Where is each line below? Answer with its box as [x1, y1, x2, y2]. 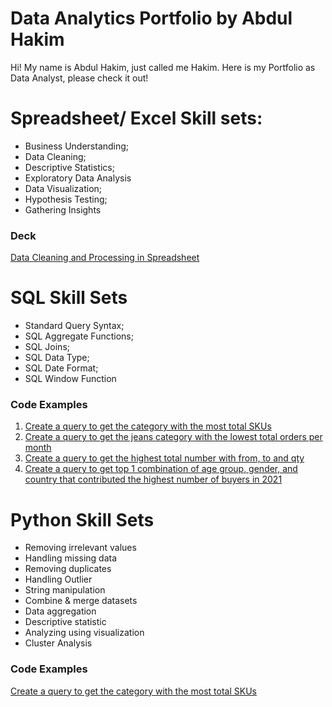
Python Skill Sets [10, 508, 155, 531]
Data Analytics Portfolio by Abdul [10, 7, 293, 30]
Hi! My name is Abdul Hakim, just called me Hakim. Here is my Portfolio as [10, 61, 316, 73]
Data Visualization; [24, 182, 103, 194]
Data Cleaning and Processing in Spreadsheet [10, 252, 200, 264]
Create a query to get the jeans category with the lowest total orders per [24, 431, 323, 443]
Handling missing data [24, 552, 118, 564]
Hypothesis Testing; [24, 193, 108, 205]
